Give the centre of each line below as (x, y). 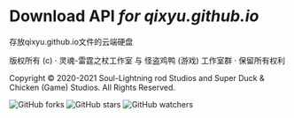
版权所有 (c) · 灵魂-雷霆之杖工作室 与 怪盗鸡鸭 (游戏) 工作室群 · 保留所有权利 (147, 60)
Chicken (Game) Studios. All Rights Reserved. (92, 87)
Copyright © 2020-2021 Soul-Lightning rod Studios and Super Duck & (137, 77)
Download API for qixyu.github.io (134, 16)
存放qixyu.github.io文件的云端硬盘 (71, 41)
